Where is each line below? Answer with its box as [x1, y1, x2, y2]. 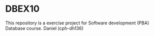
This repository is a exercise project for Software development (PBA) [5, 20, 149, 26]
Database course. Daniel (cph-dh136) [5, 25, 84, 31]
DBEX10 [5, 3, 40, 15]
